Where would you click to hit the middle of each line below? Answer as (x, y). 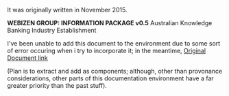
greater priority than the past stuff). (57, 85)
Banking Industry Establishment (52, 30)
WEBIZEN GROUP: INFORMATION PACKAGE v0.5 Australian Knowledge (110, 23)
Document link (27, 58)
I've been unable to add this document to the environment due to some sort (114, 43)
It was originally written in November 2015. (67, 10)
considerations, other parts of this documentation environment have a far (110, 78)
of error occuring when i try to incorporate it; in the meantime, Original (107, 51)
